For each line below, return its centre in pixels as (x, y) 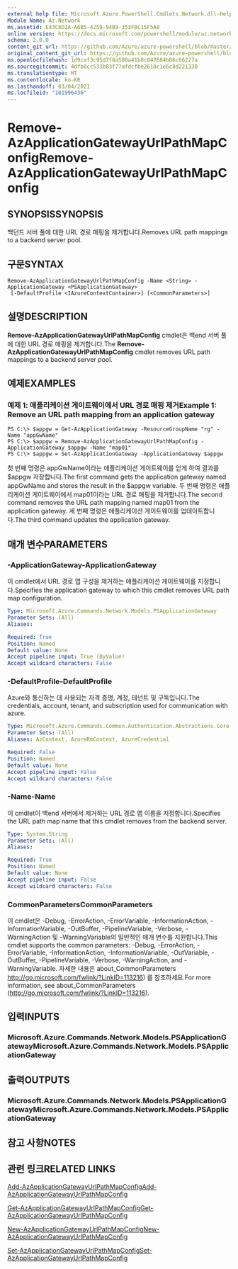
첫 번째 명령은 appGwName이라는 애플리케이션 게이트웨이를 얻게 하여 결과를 (113, 468)
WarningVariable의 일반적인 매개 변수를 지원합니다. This (140, 937)
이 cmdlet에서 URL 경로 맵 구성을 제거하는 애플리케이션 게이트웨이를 (102, 581)
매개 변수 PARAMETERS (57, 544)
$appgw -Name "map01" (100, 448)
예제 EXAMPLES (42, 383)
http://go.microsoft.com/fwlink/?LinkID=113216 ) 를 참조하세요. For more (109, 977)
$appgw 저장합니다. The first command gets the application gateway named (117, 477)
